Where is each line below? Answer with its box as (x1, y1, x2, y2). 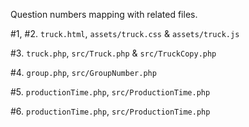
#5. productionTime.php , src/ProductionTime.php (10, 86, 211, 98)
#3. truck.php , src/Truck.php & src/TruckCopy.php (10, 47, 217, 59)
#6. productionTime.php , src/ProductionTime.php (10, 105, 211, 117)
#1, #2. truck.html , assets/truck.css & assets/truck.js (10, 28, 240, 39)
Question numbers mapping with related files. (10, 9, 198, 20)
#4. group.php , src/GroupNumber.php (10, 67, 157, 78)
